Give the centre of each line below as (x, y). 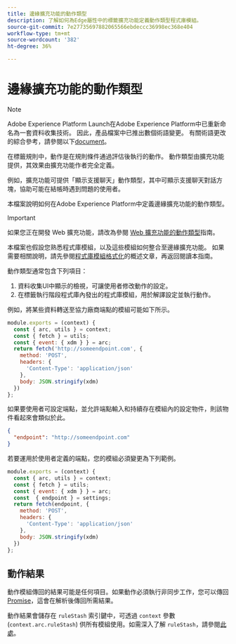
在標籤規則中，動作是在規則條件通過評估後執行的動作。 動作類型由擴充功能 (116, 156)
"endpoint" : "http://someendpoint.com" (72, 438)
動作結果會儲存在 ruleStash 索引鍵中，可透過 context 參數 (91, 616)
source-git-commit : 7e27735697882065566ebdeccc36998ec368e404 (100, 27)
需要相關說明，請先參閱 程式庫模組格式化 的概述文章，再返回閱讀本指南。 (112, 256)
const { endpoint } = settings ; (63, 498)
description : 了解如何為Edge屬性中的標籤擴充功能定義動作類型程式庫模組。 (105, 20)
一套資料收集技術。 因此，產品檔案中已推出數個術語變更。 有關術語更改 (123, 132)
